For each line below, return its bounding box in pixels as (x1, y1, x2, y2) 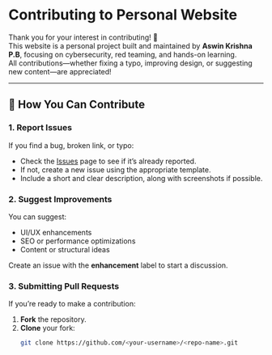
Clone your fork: (19, 323, 75, 333)
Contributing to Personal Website (8, 6, 237, 24)
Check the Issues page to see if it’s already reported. (19, 156, 197, 166)
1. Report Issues (8, 122, 73, 133)
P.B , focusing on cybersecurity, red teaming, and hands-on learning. (8, 49, 237, 59)
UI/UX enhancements (19, 227, 92, 237)
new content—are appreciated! (8, 66, 112, 76)
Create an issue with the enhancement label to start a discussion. (8, 260, 228, 270)
